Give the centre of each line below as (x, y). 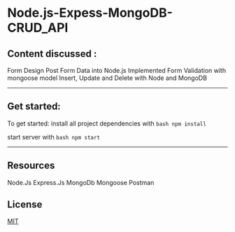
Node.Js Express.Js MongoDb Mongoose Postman (81, 182)
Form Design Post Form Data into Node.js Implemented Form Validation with (116, 70)
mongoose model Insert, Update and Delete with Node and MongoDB (107, 78)
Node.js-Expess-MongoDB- (90, 13)
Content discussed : (52, 54)
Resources (31, 166)
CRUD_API (38, 28)
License (25, 205)
